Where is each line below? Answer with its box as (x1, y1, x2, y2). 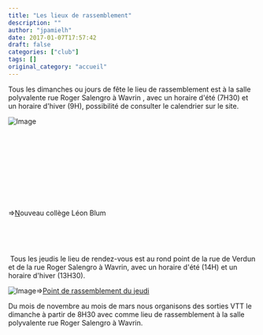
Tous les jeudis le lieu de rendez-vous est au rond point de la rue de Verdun (9, 254, 256, 263)
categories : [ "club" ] (8, 48, 80, 56)
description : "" (8, 19, 61, 27)
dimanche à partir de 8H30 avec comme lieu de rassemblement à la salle (8, 309, 245, 319)
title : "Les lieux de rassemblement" (8, 11, 132, 20)
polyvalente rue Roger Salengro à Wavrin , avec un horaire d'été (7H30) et (8, 92, 249, 102)
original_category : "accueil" (8, 63, 108, 71)
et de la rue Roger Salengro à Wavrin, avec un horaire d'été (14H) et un (8, 262, 238, 272)
